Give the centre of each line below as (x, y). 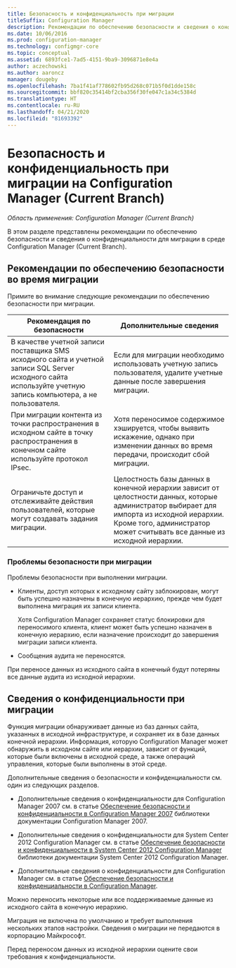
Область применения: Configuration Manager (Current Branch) (101, 218)
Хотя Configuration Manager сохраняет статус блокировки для (111, 620)
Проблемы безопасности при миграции (80, 562)
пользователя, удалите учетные (168, 372)
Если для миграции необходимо (169, 355)
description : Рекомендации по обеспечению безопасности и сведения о (111, 27)
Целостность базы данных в (162, 479)
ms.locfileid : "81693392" (45, 118)
